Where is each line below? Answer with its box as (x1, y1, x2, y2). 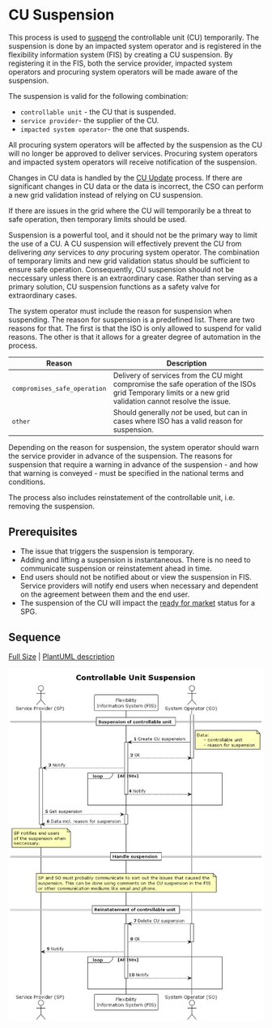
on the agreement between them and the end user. (19, 589, 190, 599)
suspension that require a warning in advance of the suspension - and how (8, 460, 259, 469)
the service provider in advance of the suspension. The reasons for (8, 452, 233, 461)
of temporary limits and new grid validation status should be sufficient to (8, 255, 250, 265)
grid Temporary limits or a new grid (113, 388, 230, 397)
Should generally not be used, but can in (113, 407, 248, 417)
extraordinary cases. (8, 290, 78, 300)
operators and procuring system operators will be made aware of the (8, 66, 239, 76)
